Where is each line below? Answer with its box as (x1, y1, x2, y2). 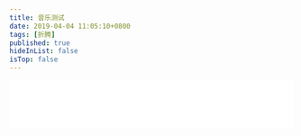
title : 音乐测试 (9, 13, 65, 23)
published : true (9, 38, 70, 48)
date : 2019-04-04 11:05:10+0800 (9, 22, 131, 31)
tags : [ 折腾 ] (9, 30, 56, 39)
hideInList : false (9, 47, 78, 56)
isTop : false (9, 55, 59, 64)
